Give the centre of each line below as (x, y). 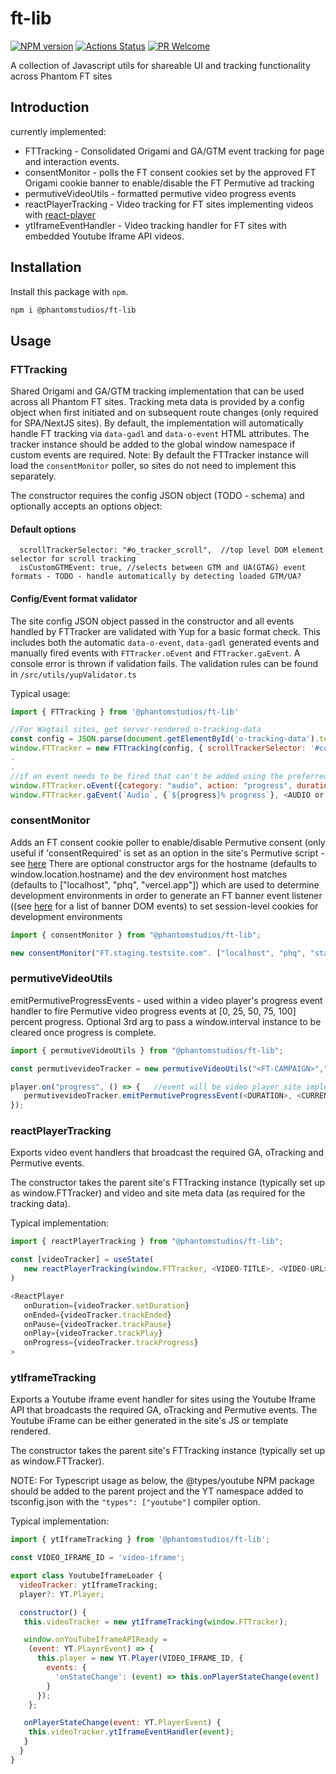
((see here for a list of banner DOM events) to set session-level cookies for (164, 906)
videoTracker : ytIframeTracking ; (89, 1585)
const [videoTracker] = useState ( (82, 1260)
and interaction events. (72, 161)
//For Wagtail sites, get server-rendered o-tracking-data (136, 730)
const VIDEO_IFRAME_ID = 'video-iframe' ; (98, 1558)
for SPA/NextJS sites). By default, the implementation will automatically (157, 423)
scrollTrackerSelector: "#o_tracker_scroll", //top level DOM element (172, 550)
